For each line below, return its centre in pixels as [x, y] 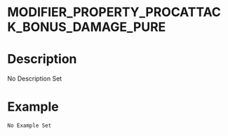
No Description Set [35, 79]
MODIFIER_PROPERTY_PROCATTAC [114, 12]
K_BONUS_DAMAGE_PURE [87, 27]
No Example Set [29, 126]
